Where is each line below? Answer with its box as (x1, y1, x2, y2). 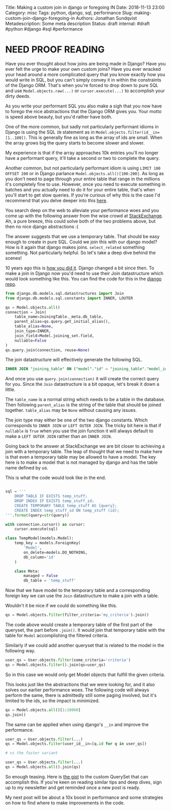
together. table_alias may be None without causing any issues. (5, 407, 137, 413)
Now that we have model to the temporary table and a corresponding (5, 588, 150, 594)
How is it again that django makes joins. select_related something (5, 244, 145, 250)
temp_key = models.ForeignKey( (14, 541, 81, 546)
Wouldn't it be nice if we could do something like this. (5, 603, 118, 609)
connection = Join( (5, 310, 47, 315)
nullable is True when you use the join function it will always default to (5, 428, 154, 434)
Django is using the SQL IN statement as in (5, 129, 95, 135)
